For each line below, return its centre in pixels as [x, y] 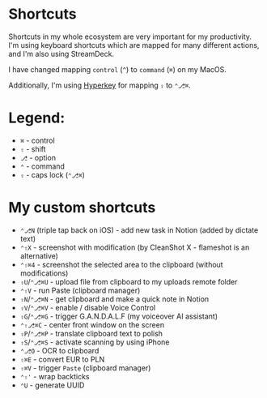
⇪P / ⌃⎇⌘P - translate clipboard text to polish [91, 333]
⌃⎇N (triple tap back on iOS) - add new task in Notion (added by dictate [139, 230]
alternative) [39, 255]
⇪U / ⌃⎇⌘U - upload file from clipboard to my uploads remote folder [129, 281]
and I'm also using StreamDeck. [61, 53]
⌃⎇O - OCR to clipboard [59, 350]
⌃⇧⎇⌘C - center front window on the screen [92, 324]
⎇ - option [38, 157]
